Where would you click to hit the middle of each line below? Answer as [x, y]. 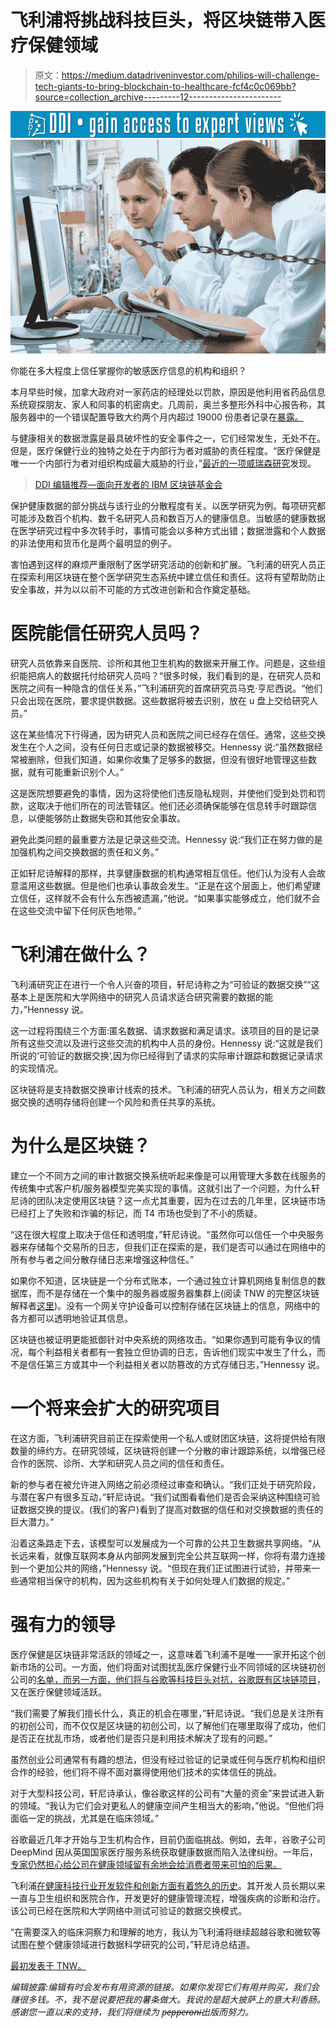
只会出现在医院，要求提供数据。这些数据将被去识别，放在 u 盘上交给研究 [160, 700]
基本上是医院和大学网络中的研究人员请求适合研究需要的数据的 [137, 997]
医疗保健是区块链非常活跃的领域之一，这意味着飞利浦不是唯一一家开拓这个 [163, 1654]
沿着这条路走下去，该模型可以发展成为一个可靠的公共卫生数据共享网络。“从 [166, 1543]
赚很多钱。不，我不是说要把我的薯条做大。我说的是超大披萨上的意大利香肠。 [168, 1999]
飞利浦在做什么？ [81, 955]
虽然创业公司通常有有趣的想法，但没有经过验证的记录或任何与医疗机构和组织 [168, 1759]
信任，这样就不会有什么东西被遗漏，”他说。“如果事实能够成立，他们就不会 [169, 898]
